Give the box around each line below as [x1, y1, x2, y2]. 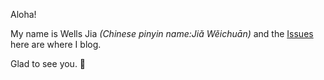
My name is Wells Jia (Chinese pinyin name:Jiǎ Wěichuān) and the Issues [10, 28, 314, 39]
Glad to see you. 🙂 [10, 58, 87, 69]
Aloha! [10, 9, 37, 20]
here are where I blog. [10, 39, 102, 50]
